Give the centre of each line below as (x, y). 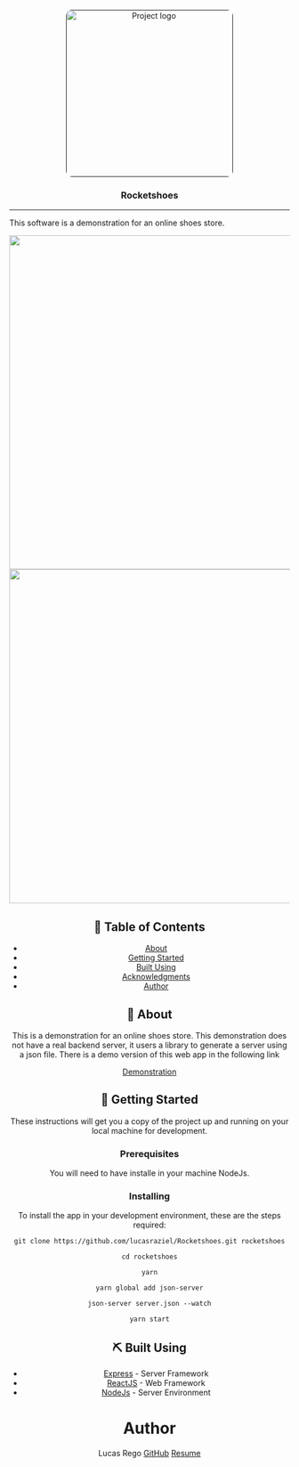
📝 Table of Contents (149, 927)
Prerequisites (149, 1153)
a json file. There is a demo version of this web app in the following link (149, 1054)
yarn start (149, 1319)
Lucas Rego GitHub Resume (149, 1454)
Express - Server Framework (156, 1373)
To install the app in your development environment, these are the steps (149, 1216)
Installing (149, 1196)
